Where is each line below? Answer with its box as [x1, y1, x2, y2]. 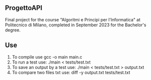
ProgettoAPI [5, 4, 43, 12]
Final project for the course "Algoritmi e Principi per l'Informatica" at [5, 16, 140, 22]
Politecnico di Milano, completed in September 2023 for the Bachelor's [5, 22, 147, 28]
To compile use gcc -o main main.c [12, 54, 82, 60]
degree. [5, 27, 21, 33]
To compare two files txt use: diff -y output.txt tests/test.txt [12, 69, 131, 75]
